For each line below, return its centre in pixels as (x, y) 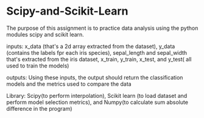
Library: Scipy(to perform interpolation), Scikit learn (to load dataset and (97, 95)
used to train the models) (38, 66)
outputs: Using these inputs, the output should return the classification (95, 77)
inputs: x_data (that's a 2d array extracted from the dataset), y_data (91, 46)
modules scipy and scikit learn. (45, 34)
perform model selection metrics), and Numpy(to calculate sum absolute (97, 102)
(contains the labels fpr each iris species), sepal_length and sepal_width (97, 52)
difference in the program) (39, 108)
